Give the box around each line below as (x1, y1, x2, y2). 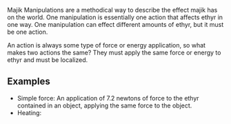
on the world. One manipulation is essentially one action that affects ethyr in (7, 13, 223, 21)
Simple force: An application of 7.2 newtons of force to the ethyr (17, 94, 199, 102)
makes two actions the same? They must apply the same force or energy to (7, 48, 221, 56)
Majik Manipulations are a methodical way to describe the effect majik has (7, 6, 218, 14)
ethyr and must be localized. (7, 56, 88, 64)
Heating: (17, 108, 42, 116)
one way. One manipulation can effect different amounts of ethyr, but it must (7, 21, 224, 28)
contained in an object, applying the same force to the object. (17, 101, 192, 110)
